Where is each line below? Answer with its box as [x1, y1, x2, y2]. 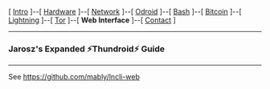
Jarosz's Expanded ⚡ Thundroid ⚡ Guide [8, 43, 166, 55]
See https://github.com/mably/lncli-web [8, 72, 141, 82]
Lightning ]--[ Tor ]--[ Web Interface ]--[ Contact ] [8, 15, 177, 25]
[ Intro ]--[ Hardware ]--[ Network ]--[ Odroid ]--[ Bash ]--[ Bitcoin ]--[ [8, 7, 243, 16]
